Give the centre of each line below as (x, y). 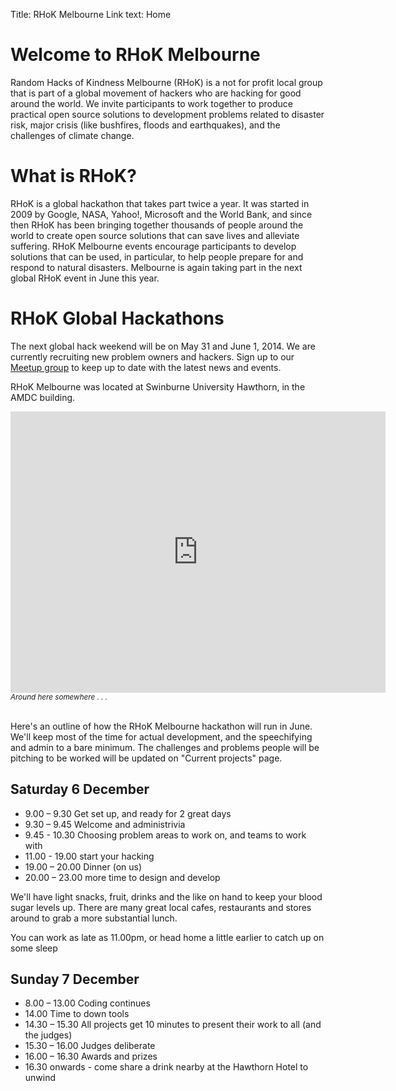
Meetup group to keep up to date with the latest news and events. (146, 367)
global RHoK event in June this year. (85, 278)
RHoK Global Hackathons (117, 318)
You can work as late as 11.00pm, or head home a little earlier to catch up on (167, 937)
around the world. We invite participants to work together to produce (151, 103)
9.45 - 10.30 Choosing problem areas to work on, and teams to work (165, 835)
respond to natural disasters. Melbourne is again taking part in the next (156, 267)
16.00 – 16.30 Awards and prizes (91, 1056)
